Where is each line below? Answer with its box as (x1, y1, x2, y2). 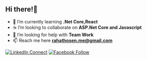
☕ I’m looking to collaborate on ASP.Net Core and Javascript (12, 24, 142, 31)
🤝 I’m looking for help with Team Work (12, 32, 94, 38)
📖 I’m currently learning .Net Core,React (12, 18, 98, 24)
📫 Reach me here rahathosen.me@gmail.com (12, 37, 113, 43)
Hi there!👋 (5, 5, 38, 14)
